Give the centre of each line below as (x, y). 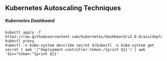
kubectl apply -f (23, 32)
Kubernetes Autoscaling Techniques (63, 8)
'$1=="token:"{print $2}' (32, 54)
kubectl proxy (20, 41)
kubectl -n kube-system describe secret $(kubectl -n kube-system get (80, 46)
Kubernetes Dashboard (30, 20)
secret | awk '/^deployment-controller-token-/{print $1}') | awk (75, 50)
